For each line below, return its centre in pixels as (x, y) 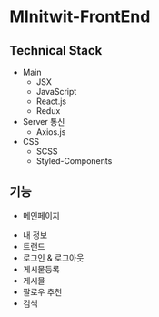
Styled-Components (74, 161)
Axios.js (51, 132)
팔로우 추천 (42, 291)
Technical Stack (56, 51)
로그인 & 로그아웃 (53, 258)
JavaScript (56, 92)
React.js (51, 101)
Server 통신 (44, 122)
